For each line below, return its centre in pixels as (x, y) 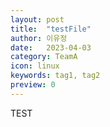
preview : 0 (33, 85)
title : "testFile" (51, 29)
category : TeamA (44, 57)
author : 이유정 (39, 38)
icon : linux (35, 66)
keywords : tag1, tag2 (55, 76)
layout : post (37, 19)
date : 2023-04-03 (51, 47)
